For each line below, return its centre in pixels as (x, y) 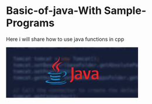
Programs (30, 23)
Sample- (125, 11)
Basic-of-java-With (54, 11)
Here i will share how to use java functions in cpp (65, 39)
